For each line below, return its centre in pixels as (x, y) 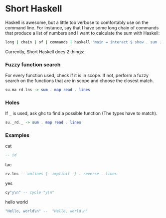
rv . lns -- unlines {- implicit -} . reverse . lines (61, 174)
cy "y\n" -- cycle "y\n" (30, 193)
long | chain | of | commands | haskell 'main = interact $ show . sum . (83, 42)
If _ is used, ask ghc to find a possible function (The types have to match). (81, 113)
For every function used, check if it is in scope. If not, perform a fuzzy (77, 76)
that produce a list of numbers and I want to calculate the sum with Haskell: (83, 33)
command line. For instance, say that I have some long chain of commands (82, 27)
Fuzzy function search (33, 64)
